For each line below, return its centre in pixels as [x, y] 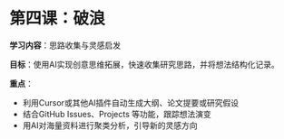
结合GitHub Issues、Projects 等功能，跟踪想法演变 [117, 114]
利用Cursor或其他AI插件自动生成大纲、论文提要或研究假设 [131, 102]
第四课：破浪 [58, 19]
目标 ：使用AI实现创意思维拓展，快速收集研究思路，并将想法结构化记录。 [144, 64]
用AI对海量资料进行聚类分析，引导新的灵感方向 [110, 125]
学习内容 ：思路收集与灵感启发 [65, 45]
